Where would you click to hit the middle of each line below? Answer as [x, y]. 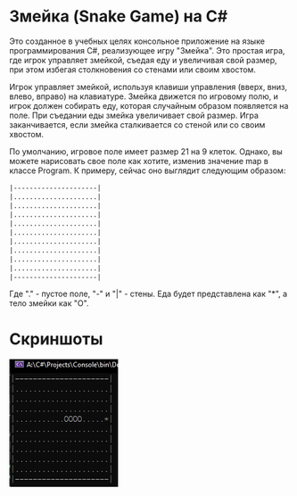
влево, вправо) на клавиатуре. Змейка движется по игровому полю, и [144, 96]
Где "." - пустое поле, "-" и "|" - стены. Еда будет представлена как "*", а [148, 293]
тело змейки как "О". [49, 303]
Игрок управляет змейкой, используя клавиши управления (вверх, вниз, [148, 87]
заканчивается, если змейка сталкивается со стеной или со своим [137, 124]
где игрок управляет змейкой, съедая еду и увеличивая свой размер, [144, 60]
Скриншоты [56, 339]
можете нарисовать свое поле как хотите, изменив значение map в [139, 161]
